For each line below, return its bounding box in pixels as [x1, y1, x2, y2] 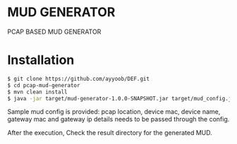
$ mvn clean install [7, 89, 68, 96]
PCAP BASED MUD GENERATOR [7, 27, 102, 36]
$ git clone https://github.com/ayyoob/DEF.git [7, 75, 150, 82]
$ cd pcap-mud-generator [7, 81, 80, 89]
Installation [7, 52, 75, 68]
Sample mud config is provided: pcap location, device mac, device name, [7, 107, 221, 116]
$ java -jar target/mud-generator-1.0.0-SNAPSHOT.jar [7, 95, 169, 102]
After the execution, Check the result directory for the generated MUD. [7, 129, 213, 137]
